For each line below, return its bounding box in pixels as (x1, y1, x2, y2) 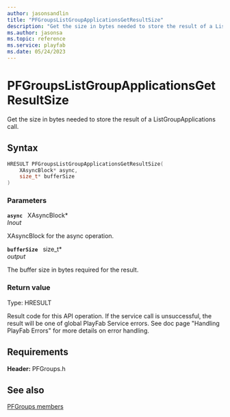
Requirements (7, 346, 68, 358)
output (7, 252, 26, 261)
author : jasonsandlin (7, 10, 69, 17)
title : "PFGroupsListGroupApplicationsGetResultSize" (7, 16, 164, 23)
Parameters (7, 196, 47, 206)
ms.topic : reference (7, 36, 66, 43)
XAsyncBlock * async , (19, 167, 78, 174)
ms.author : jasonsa (7, 29, 63, 36)
